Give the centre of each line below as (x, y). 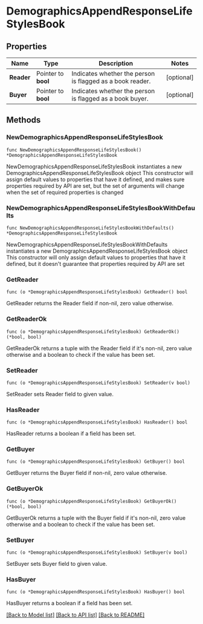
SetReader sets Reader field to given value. (60, 394)
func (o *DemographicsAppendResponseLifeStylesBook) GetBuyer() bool (96, 462)
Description (116, 63)
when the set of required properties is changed (65, 192)
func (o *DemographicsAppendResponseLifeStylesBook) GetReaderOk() (93, 331)
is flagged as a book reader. (111, 81)
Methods (24, 120)
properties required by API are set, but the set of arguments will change (95, 185)
